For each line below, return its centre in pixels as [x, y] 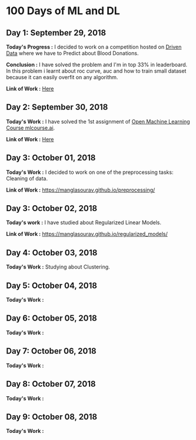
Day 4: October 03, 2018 [52, 253]
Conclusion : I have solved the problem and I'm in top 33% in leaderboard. [97, 64]
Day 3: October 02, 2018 [52, 208]
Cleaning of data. [27, 178]
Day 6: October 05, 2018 [52, 318]
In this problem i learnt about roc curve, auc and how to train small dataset [96, 71]
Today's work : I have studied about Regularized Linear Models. [84, 222]
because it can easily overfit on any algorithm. [62, 77]
